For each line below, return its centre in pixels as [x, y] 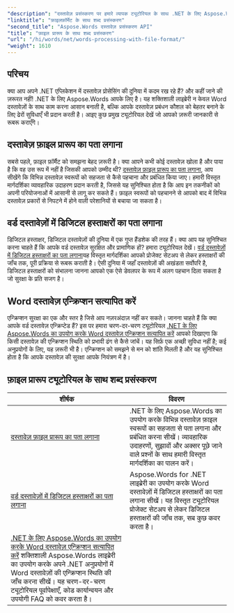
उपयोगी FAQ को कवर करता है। [52, 599]
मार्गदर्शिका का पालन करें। [162, 463]
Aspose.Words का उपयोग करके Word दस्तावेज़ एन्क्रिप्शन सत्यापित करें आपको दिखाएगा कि [112, 334]
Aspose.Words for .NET [168, 474]
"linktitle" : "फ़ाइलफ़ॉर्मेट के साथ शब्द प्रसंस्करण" [66, 20]
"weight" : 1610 [29, 46]
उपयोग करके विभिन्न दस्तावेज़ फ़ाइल [173, 420]
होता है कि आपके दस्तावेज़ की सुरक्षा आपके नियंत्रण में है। [69, 357]
